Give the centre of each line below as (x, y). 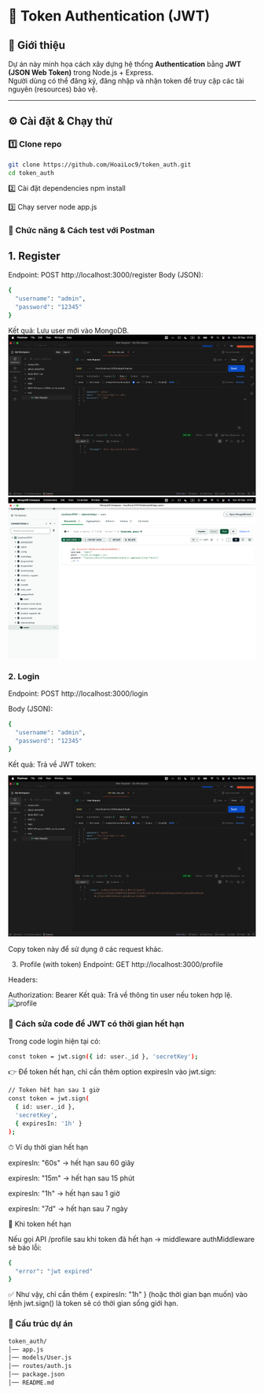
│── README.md (31, 1383)
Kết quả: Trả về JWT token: (52, 764)
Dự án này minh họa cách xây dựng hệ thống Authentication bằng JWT (125, 64)
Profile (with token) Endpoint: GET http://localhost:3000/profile (121, 965)
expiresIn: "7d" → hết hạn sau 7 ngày (68, 1208)
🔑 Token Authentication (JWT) (109, 16)
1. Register (34, 256)
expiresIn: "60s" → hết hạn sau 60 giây (71, 1162)
